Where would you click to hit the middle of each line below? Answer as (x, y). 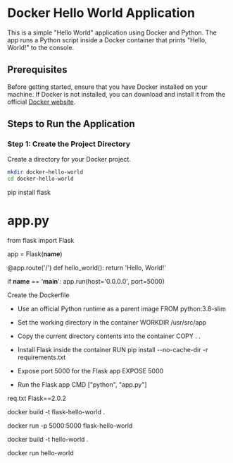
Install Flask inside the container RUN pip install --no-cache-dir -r (113, 350)
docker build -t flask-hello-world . (56, 412)
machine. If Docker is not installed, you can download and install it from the (116, 94)
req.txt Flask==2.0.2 (37, 398)
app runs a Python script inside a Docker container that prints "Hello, (107, 40)
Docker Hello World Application (101, 13)
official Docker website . (42, 102)
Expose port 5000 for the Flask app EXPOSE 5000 (90, 371)
